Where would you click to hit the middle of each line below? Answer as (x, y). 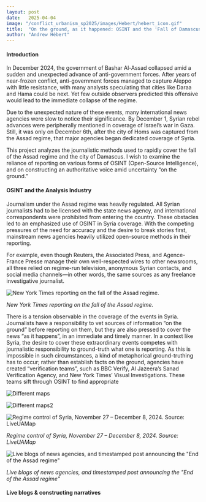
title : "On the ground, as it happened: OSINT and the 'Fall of (91, 29)
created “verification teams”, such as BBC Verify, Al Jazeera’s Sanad (93, 369)
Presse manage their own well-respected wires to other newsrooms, (112, 261)
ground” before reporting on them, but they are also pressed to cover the (99, 329)
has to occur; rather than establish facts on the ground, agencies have (95, 362)
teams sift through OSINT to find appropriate (63, 381)
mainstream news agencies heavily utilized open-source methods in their (99, 236)
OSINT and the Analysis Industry (49, 190)
